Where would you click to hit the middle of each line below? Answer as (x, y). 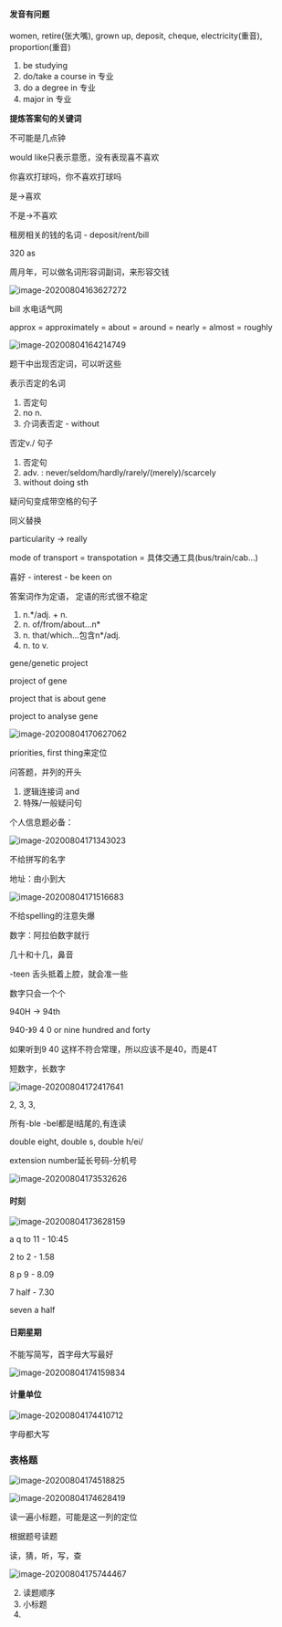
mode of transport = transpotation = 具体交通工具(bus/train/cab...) (134, 558)
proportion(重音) (40, 47)
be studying (45, 66)
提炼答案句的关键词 (46, 119)
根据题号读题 (33, 1537)
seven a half (32, 1310)
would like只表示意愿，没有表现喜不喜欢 (84, 157)
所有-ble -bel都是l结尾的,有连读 (68, 1123)
